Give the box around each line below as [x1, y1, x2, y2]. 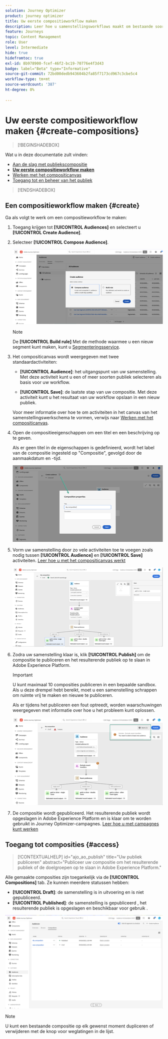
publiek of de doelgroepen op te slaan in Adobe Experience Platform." [17, 864, 161, 870]
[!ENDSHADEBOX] [17, 187, 55, 193]
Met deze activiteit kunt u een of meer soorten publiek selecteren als [19, 374, 161, 380]
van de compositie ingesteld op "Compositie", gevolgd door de [12, 450, 142, 456]
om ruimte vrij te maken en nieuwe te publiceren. [12, 692, 113, 698]
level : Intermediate [5, 45, 48, 50]
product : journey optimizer [5, 13, 64, 19]
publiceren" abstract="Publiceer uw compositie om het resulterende [17, 859, 158, 865]
